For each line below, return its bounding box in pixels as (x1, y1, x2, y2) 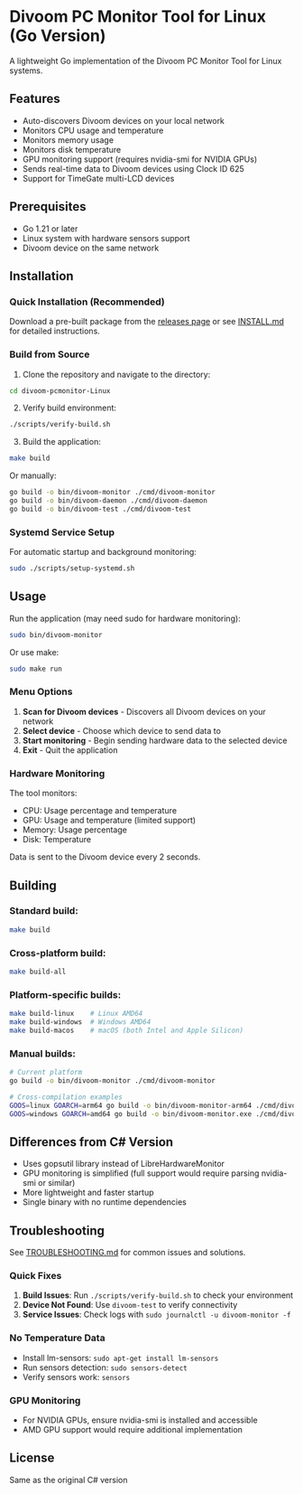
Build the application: (22, 437, 101, 447)
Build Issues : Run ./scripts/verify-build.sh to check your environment (22, 1290, 294, 1301)
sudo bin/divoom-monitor (9, 630, 103, 639)
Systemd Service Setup (9, 526, 115, 539)
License (9, 1451, 55, 1466)
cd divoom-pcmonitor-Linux (9, 386, 111, 395)
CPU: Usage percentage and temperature (22, 805, 178, 816)
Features (9, 91, 60, 107)
